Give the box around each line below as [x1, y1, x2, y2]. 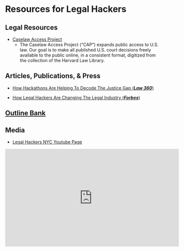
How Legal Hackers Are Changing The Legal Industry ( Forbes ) [12, 94, 140, 100]
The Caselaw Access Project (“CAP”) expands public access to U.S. [19, 42, 159, 48]
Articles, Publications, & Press [5, 72, 101, 80]
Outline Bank [5, 109, 46, 118]
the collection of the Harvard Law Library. [19, 58, 105, 63]
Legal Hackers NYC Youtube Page [12, 139, 82, 145]
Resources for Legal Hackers [5, 3, 126, 15]
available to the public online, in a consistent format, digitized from [19, 52, 156, 58]
